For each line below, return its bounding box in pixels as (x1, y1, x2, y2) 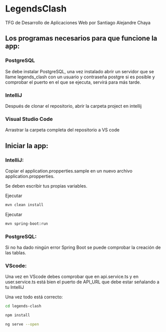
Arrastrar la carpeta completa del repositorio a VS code (5, 127, 120, 133)
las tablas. (5, 249, 27, 256)
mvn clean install (5, 202, 44, 207)
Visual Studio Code (5, 115, 53, 122)
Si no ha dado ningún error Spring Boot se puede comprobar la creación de (5, 244, 161, 250)
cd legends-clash (5, 304, 42, 309)
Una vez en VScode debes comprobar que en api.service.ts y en (5, 274, 139, 280)
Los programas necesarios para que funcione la (5, 34, 157, 43)
